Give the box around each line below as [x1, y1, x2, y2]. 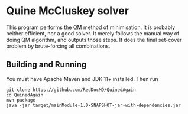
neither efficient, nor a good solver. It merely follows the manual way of [6, 30, 180, 37]
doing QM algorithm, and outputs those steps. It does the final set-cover [6, 36, 182, 43]
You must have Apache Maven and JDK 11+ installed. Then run [6, 75, 158, 82]
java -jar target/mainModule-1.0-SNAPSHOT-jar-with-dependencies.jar [6, 102, 181, 108]
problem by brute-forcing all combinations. [6, 43, 111, 50]
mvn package [6, 97, 35, 103]
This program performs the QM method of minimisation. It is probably [6, 24, 176, 31]
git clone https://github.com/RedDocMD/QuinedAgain [6, 87, 136, 93]
